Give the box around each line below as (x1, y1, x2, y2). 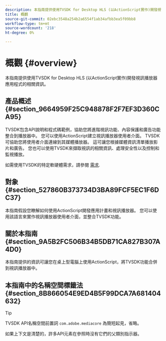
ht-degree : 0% (5, 30, 35, 35)
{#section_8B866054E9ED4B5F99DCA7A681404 (5, 289, 161, 297)
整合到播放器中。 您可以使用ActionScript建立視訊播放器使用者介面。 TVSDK (5, 132, 160, 139)
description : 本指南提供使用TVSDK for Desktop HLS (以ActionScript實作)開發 (5, 7, 158, 12)
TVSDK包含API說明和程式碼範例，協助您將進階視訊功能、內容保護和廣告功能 (5, 126, 161, 132)
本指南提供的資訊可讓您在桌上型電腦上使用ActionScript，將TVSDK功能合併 (5, 259, 158, 265)
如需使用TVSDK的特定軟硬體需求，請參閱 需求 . (5, 162, 100, 168)
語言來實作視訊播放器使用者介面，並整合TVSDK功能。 (13, 214, 124, 220)
